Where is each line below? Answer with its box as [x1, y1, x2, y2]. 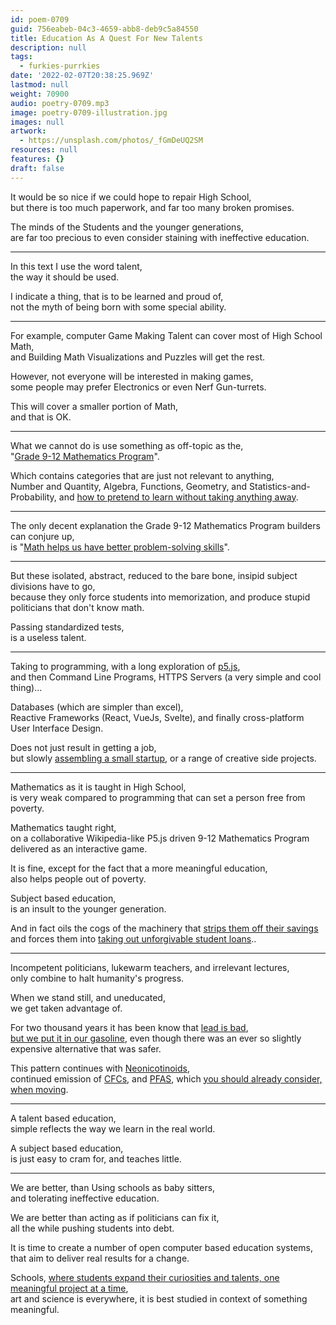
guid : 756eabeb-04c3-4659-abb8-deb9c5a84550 [10, 24, 199, 34]
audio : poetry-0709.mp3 [10, 98, 110, 108]
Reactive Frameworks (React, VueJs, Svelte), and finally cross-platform [10, 711, 305, 723]
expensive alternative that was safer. [10, 1042, 162, 1055]
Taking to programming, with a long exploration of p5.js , [10, 660, 241, 672]
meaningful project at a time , [10, 1282, 129, 1294]
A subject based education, [10, 1142, 124, 1154]
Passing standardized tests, [10, 621, 125, 633]
